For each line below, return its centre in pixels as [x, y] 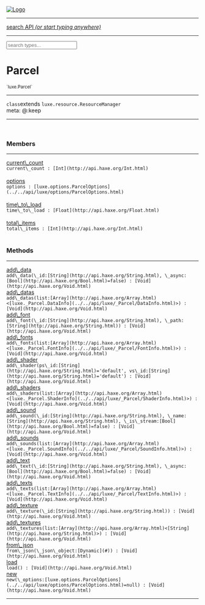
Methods [20, 251]
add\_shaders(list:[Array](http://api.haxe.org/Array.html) [85, 393]
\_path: [174, 320]
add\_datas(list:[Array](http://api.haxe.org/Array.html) [81, 298]
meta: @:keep [24, 110]
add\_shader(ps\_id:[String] [43, 365]
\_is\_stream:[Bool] [149, 421]
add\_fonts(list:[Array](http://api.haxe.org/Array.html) [81, 343]
